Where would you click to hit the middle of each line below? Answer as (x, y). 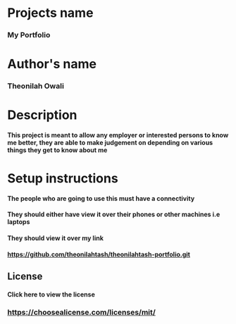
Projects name (50, 13)
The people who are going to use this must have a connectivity (101, 198)
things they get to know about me (57, 150)
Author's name (52, 64)
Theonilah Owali (36, 86)
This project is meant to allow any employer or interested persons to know (118, 135)
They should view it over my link (56, 238)
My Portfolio (29, 35)
